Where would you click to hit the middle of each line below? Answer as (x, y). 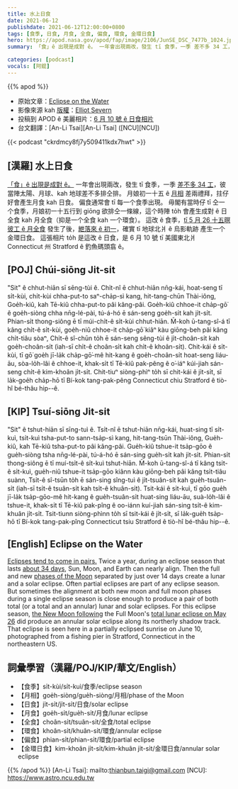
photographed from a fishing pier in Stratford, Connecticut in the (101, 636)
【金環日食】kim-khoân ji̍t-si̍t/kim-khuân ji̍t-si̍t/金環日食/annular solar (119, 748)
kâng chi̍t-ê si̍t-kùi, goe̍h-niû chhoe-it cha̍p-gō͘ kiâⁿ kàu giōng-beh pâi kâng (118, 330)
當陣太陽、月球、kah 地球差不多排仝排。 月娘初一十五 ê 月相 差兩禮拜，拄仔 (118, 193)
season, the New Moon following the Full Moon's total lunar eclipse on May (117, 614)
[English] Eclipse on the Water (75, 544)
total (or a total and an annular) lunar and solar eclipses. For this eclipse (112, 606)
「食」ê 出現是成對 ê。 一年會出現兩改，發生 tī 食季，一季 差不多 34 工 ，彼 (117, 184)
